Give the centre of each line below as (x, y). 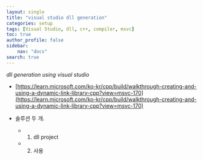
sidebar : (17, 46)
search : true (23, 57)
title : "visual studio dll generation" (57, 18)
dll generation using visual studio (48, 74)
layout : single (26, 12)
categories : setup (29, 23)
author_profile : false (35, 40)
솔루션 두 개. (30, 118)
